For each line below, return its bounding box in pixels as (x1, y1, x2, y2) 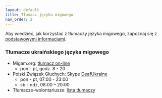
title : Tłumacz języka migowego (5, 12, 73, 17)
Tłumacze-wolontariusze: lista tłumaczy (12, 87, 96, 93)
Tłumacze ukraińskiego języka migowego (5, 48, 110, 56)
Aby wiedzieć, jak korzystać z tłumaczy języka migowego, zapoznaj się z (5, 31, 157, 37)
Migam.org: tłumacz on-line (12, 60, 70, 66)
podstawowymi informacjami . (5, 36, 67, 42)
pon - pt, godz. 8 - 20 (20, 65, 66, 71)
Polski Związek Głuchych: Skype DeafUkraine (12, 71, 107, 77)
